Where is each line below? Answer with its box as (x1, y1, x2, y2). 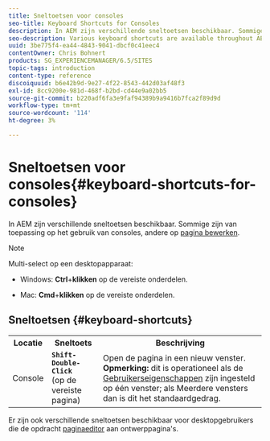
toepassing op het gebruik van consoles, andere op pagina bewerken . (8, 227, 240, 237)
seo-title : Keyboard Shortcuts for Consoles (8, 19, 160, 27)
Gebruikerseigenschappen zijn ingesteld (103, 372, 256, 383)
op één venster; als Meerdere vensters (103, 382, 248, 394)
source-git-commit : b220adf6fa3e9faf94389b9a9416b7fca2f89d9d (8, 94, 221, 102)
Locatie (13, 337, 43, 348)
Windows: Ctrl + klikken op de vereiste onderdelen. (19, 274, 188, 284)
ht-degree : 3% (8, 117, 56, 125)
